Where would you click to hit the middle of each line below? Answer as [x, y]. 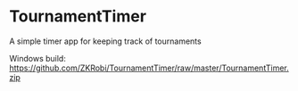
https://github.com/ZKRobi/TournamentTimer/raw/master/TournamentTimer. [149, 68]
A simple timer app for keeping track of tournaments [106, 41]
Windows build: [38, 58]
